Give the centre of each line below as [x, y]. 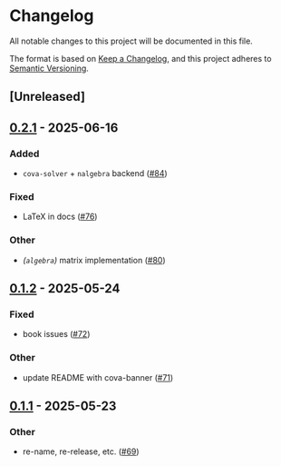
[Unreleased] [48, 97]
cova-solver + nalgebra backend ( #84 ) [95, 174]
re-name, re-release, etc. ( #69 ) [81, 451]
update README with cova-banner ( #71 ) [98, 377]
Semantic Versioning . [49, 68]
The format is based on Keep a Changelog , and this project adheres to [140, 58]
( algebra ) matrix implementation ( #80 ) [94, 260]
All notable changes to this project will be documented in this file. [131, 41]
